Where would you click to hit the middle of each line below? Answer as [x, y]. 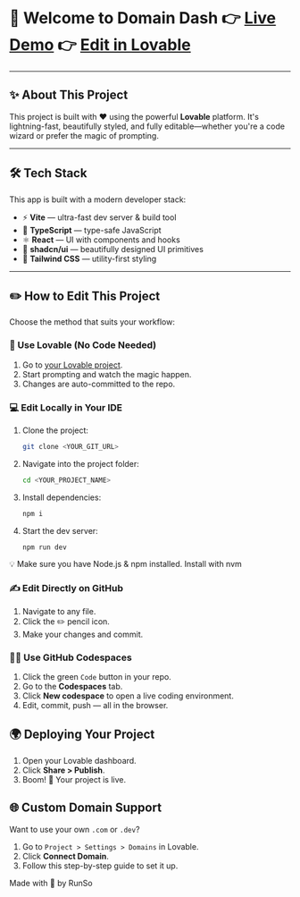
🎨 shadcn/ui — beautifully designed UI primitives [112, 249]
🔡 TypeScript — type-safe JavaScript [92, 230]
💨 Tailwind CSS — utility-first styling [89, 258]
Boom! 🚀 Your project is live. [74, 779]
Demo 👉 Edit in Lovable [100, 45]
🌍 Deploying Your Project [82, 735]
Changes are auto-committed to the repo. [99, 384]
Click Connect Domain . [65, 856]
